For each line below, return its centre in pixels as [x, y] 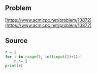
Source [16, 41]
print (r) [14, 66]
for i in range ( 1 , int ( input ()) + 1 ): [43, 57]
